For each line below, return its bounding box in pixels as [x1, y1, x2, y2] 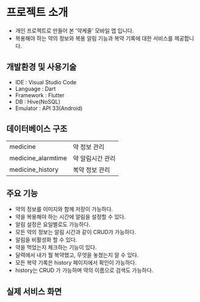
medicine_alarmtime [9, 153, 67, 162]
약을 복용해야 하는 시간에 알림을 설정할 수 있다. [15, 213, 126, 221]
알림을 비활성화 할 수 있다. [15, 236, 77, 243]
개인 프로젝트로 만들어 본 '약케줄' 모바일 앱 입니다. [15, 27, 134, 34]
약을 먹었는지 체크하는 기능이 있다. [15, 244, 97, 251]
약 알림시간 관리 [73, 154, 116, 163]
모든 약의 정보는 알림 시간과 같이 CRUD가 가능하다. [15, 229, 136, 236]
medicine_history [9, 165, 59, 174]
